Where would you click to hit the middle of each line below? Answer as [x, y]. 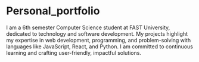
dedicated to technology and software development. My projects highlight [97, 33]
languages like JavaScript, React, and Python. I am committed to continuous [100, 46]
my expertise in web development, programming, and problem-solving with [99, 40]
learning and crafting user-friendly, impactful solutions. [74, 52]
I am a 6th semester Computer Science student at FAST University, [88, 27]
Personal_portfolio [53, 11]
